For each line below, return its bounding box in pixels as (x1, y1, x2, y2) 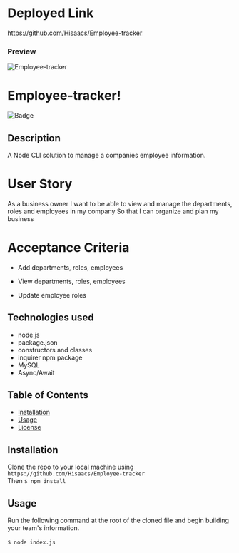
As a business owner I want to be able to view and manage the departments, (7, 199, 233, 208)
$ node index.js (7, 539, 56, 547)
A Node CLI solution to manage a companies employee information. (7, 151, 206, 159)
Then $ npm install (7, 477, 66, 485)
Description (7, 132, 61, 144)
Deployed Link (7, 5, 94, 21)
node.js (17, 330, 41, 339)
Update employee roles (17, 290, 87, 299)
